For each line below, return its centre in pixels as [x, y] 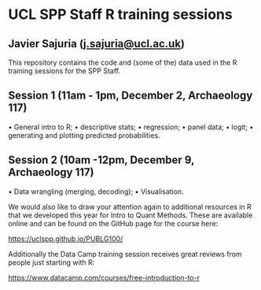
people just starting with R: [51, 262]
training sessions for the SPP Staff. [64, 71]
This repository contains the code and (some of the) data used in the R [123, 62]
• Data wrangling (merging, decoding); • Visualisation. [96, 191]
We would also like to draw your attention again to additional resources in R [130, 206]
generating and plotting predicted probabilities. [85, 135]
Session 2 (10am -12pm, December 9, [101, 160]
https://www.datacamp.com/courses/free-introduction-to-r [104, 277]
